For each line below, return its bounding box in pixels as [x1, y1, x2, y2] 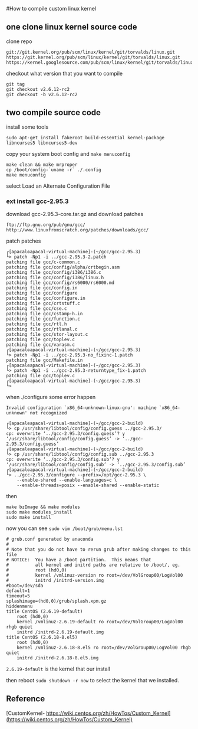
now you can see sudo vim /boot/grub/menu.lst [6, 525, 123, 532]
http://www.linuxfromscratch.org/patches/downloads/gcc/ [6, 227, 149, 233]
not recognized [29, 410, 67, 416]
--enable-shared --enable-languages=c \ [16, 477, 117, 483]
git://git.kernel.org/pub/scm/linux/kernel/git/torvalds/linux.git [6, 49, 176, 55]
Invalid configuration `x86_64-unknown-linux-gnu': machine [6, 404, 157, 411]
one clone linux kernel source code [6, 22, 137, 32]
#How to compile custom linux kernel [6, 5, 97, 12]
